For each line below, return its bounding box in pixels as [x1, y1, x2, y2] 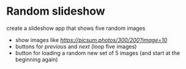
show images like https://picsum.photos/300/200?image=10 [15, 36, 168, 43]
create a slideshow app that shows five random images [6, 24, 146, 32]
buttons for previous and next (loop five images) [15, 43, 137, 50]
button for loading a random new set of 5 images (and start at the [15, 49, 180, 56]
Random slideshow [6, 4, 105, 18]
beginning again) [15, 56, 58, 63]
